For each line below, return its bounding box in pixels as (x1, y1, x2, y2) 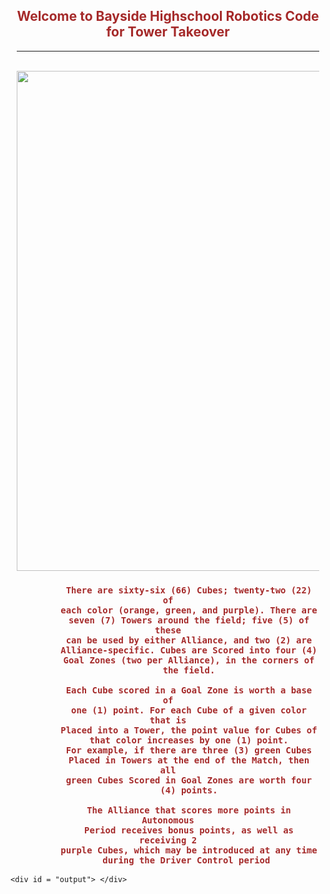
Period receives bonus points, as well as (84, 824, 294, 836)
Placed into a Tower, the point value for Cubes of (60, 724, 318, 736)
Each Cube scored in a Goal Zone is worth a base (65, 684, 313, 696)
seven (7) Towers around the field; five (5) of (68, 614, 310, 626)
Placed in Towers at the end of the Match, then (68, 754, 310, 766)
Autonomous (141, 814, 195, 826)
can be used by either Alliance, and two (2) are (65, 634, 313, 646)
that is (149, 714, 187, 726)
